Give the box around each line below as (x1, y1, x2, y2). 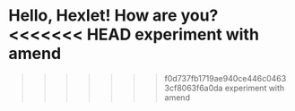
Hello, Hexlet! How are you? (8, 5, 219, 26)
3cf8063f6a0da (164, 82, 223, 93)
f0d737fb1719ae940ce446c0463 (164, 73, 287, 83)
